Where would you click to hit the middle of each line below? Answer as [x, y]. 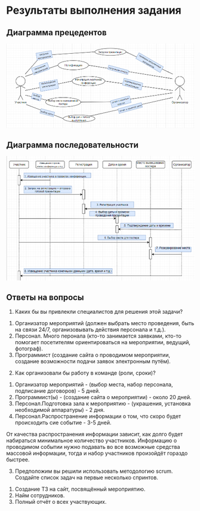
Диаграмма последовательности [73, 145]
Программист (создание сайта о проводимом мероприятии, [92, 355]
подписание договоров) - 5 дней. [57, 391]
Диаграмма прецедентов [56, 33]
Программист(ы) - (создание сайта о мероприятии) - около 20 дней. [103, 397]
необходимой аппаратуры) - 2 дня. [60, 410]
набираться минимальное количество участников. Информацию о [92, 440]
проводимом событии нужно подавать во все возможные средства [93, 447]
